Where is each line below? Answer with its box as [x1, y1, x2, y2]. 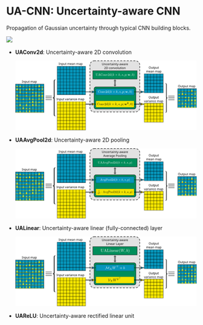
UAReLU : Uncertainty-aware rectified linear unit [14, 312, 135, 319]
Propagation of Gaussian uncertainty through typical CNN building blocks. [6, 24, 191, 31]
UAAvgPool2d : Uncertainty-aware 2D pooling [14, 136, 130, 143]
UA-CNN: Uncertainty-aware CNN [6, 4, 181, 18]
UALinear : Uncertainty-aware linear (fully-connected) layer [14, 224, 163, 231]
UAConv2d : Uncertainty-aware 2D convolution [14, 48, 132, 56]
